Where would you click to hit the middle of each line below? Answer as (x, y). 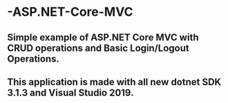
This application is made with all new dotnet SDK (114, 82)
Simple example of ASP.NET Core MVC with (103, 37)
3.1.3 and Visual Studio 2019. (70, 92)
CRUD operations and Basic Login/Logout (98, 48)
